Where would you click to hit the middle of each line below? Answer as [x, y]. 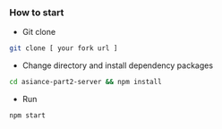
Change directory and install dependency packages [117, 65]
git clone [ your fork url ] [64, 48]
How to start [37, 13]
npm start [28, 116]
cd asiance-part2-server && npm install [86, 82]
